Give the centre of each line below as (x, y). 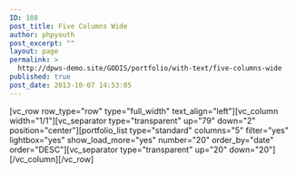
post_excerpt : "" (42, 43)
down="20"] (252, 149)
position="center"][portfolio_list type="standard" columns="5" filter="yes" (149, 130)
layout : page (34, 52)
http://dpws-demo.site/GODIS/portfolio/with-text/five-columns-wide (150, 69)
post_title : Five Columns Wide (69, 26)
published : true (40, 77)
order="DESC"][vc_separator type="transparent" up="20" (119, 149)
